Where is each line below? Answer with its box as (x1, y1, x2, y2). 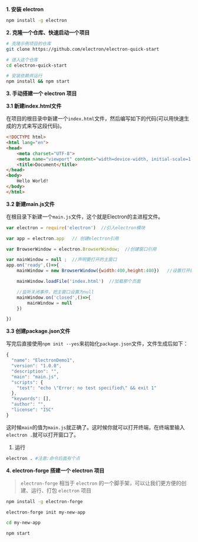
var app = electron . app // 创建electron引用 (6, 236, 119, 241)
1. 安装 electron (6, 6, 44, 12)
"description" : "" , (11, 368, 60, 374)
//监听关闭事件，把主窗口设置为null (16, 289, 94, 295)
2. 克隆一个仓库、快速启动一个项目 (6, 29, 90, 36)
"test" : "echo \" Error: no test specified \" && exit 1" (16, 385, 157, 391)
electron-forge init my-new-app (6, 509, 85, 515)
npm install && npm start (6, 79, 70, 84)
